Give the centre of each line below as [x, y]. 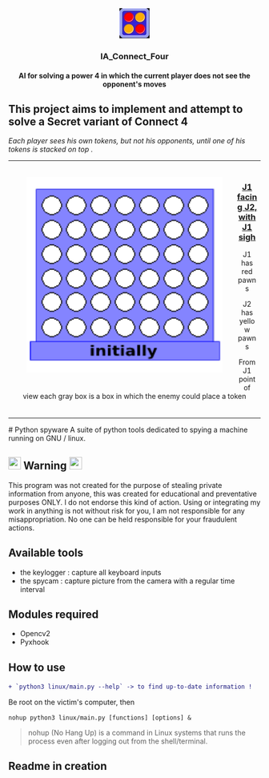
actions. [21, 527]
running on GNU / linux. [47, 438]
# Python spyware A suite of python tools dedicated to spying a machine [128, 429]
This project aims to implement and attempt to [126, 109]
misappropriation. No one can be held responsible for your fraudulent [123, 519]
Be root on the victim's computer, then [71, 702]
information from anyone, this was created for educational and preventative [133, 494]
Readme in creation [58, 766]
